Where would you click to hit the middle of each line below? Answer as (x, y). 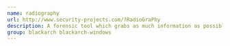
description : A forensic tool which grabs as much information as (104, 26)
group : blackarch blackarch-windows (59, 32)
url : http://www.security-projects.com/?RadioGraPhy (84, 20)
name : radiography (33, 13)
